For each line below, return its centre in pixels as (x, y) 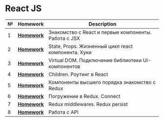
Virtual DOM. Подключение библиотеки (95, 60)
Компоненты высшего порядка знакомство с (102, 82)
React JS (23, 9)
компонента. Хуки (70, 52)
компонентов (64, 66)
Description (102, 24)
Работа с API (64, 112)
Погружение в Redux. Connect (84, 96)
